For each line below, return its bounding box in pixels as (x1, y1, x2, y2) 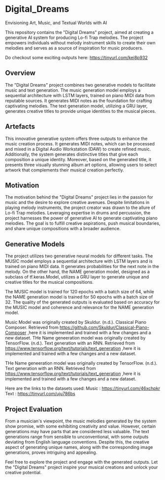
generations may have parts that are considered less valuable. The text (5, 429, 149, 434)
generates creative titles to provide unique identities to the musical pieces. (5, 108, 156, 114)
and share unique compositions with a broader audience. (5, 226, 121, 232)
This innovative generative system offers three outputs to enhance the (5, 136, 148, 141)
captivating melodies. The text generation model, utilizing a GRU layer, (5, 103, 148, 109)
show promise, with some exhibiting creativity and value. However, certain (5, 423, 156, 429)
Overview (5, 69, 36, 77)
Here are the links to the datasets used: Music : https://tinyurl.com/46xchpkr (5, 385, 160, 391)
